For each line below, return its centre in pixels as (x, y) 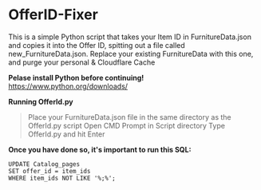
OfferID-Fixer (53, 15)
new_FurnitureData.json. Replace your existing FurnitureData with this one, (131, 53)
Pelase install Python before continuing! (76, 77)
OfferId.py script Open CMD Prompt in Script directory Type (127, 125)
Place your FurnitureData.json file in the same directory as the (129, 117)
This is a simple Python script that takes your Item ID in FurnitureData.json (130, 37)
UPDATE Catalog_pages (44, 164)
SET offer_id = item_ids (49, 171)
